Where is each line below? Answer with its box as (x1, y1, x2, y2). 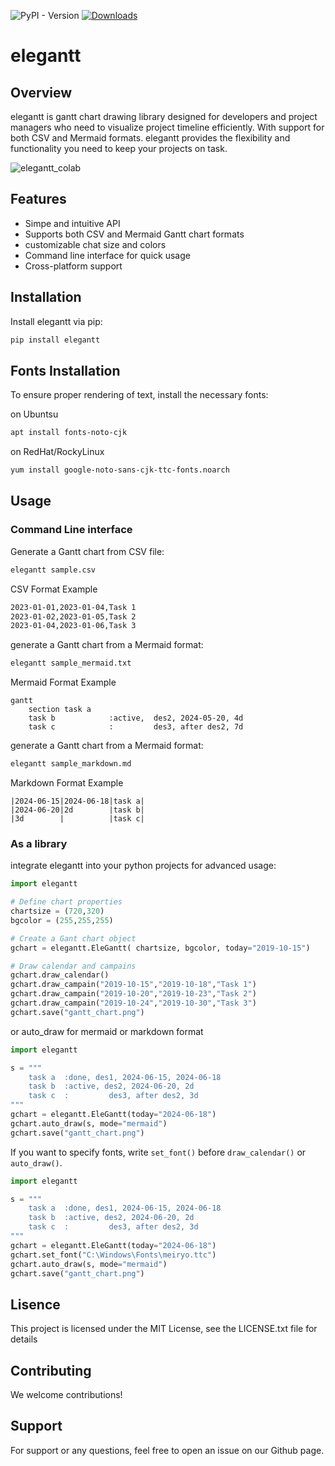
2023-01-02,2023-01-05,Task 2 (10, 611, 137, 622)
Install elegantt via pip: (10, 315, 103, 327)
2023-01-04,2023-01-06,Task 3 (10, 621, 137, 631)
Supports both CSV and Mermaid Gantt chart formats (24, 228, 245, 240)
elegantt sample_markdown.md (10, 759, 132, 769)
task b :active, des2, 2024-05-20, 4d (28, 713, 244, 724)
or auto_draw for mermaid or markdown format (10, 1025, 204, 1037)
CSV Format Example (10, 583, 98, 595)
